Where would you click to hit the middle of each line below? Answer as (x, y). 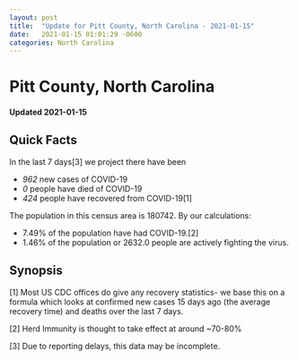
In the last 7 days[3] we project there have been (98, 161)
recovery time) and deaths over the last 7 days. (96, 311)
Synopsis (36, 271)
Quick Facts (44, 140)
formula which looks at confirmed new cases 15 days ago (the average (140, 302)
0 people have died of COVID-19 (82, 188)
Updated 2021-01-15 (48, 112)
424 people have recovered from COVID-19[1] (107, 198)
